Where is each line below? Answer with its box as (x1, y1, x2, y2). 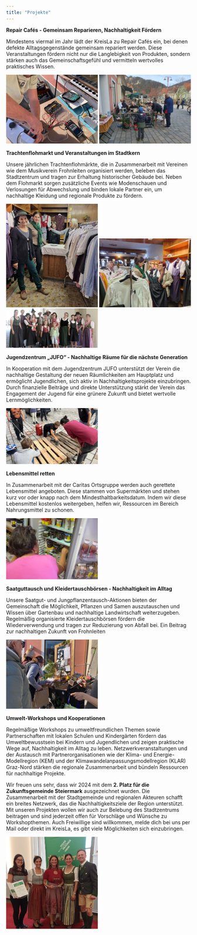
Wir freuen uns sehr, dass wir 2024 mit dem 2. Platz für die (6, 781, 150, 788)
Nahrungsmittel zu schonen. (6, 506, 74, 513)
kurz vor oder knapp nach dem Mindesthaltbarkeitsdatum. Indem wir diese (6, 493, 186, 500)
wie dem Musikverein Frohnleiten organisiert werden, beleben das (6, 167, 166, 174)
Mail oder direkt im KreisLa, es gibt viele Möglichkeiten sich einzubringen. (6, 825, 185, 832)
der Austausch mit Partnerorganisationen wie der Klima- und (6, 751, 152, 758)
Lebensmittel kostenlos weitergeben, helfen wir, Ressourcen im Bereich (6, 500, 179, 507)
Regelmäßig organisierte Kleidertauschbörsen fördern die (6, 615, 145, 622)
